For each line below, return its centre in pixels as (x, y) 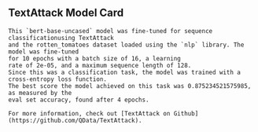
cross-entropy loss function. (58, 79)
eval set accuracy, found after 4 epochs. (79, 100)
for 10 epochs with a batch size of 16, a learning (94, 58)
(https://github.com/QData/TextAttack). (76, 120)
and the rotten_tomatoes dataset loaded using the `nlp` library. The (126, 45)
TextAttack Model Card (66, 13)
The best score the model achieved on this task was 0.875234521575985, (130, 86)
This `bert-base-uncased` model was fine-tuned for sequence (111, 31)
